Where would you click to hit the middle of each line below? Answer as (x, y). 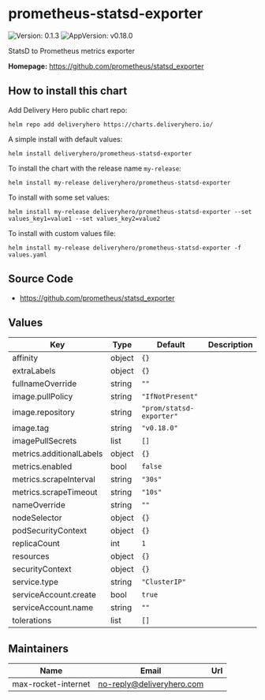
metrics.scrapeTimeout (55, 492)
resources (31, 556)
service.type (35, 582)
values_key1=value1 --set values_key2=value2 (84, 219)
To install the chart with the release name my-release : (95, 168)
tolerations (32, 620)
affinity (25, 358)
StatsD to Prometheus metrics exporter (72, 51)
